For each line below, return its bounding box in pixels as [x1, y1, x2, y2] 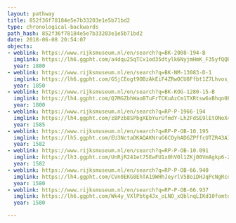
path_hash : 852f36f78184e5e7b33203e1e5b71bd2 [7, 29, 143, 37]
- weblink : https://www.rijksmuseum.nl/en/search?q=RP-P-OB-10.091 [7, 147, 209, 154]
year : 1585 [13, 121, 46, 128]
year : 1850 [13, 82, 46, 89]
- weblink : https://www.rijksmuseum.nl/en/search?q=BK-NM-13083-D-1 [7, 69, 212, 76]
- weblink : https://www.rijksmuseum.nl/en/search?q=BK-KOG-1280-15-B [7, 88, 216, 95]
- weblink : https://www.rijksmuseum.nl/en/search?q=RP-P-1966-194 [7, 108, 206, 115]
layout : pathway [7, 10, 55, 18]
